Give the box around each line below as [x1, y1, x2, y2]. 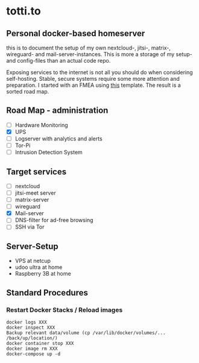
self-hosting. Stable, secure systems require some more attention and [6, 75, 180, 82]
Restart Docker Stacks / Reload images [6, 306, 123, 314]
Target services [6, 166, 67, 177]
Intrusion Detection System [14, 149, 83, 156]
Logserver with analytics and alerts [14, 134, 103, 142]
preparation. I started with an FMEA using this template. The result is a [6, 81, 181, 89]
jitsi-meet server [14, 189, 56, 197]
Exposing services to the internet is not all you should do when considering [6, 69, 193, 76]
